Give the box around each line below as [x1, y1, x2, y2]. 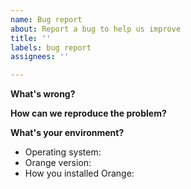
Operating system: [24, 146, 102, 158]
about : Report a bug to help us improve [10, 24, 182, 34]
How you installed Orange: [24, 167, 135, 180]
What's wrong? [10, 88, 76, 100]
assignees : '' [10, 52, 70, 62]
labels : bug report [10, 42, 92, 53]
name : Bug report [10, 14, 83, 25]
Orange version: [24, 157, 92, 169]
